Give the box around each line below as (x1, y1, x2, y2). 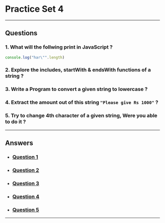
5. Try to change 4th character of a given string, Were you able (5, 112, 158, 119)
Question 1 (12, 153, 38, 160)
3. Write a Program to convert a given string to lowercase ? (5, 86, 148, 93)
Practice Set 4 (5, 3, 64, 15)
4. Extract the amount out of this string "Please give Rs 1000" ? (5, 99, 159, 106)
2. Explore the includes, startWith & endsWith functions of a (5, 66, 151, 73)
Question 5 (12, 206, 39, 213)
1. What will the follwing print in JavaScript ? (5, 44, 113, 51)
